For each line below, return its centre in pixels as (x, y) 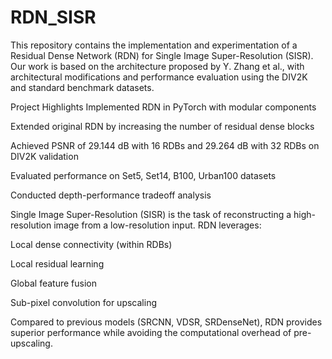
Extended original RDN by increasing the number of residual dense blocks (162, 126)
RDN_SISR (53, 17)
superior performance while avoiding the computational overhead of (151, 332)
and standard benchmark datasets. (82, 87)
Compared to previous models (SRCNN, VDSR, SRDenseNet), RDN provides (166, 322)
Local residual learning (57, 263)
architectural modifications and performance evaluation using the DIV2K (159, 77)
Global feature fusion (53, 283)
